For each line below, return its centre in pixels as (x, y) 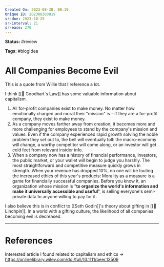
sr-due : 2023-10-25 (25, 19)
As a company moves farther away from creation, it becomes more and (84, 124)
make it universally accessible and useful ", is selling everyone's (77, 191)
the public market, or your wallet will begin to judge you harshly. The (81, 160)
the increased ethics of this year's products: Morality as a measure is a (83, 176)
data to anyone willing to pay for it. (62, 197)
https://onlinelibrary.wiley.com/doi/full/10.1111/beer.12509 (62, 259)
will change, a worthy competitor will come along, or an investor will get (84, 145)
